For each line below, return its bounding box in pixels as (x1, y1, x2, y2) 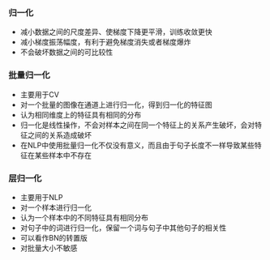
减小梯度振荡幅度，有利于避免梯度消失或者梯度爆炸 (19, 37, 191, 47)
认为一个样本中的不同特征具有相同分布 (19, 212, 148, 222)
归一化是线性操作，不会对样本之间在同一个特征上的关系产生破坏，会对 (19, 120, 255, 130)
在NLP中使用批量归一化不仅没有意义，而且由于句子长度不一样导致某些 (19, 140, 255, 150)
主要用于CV (19, 89, 59, 99)
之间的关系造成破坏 (27, 130, 92, 139)
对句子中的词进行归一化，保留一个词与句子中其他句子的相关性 (19, 223, 227, 232)
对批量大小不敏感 (19, 243, 78, 253)
